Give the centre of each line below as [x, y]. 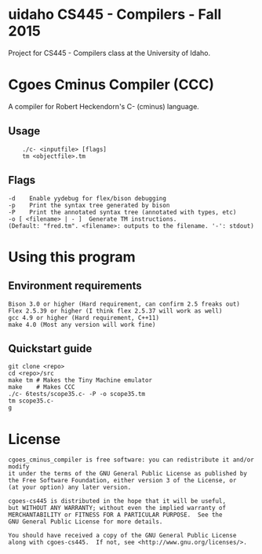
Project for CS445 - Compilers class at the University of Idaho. [109, 53]
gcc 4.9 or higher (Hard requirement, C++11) [84, 317]
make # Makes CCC [42, 387]
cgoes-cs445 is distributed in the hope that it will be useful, [117, 501]
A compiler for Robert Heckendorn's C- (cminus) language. [104, 106]
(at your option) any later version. [70, 488]
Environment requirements [75, 286]
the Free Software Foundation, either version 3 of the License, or [122, 481]
